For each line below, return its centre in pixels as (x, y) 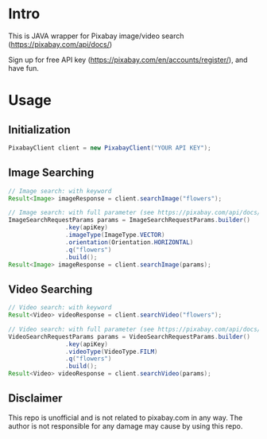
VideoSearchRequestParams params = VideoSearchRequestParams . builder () (129, 336)
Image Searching (51, 173)
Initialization (40, 129)
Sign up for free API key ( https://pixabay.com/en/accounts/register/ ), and (128, 60)
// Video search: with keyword (60, 308)
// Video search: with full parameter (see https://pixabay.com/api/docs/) (136, 329)
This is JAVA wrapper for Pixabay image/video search (96, 36)
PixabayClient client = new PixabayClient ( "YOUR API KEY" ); (110, 148)
